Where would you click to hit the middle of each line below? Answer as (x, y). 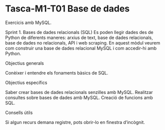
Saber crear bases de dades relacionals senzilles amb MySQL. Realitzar (79, 92)
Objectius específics (26, 82)
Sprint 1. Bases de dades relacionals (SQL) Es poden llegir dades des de (79, 32)
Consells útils (19, 112)
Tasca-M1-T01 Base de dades (67, 9)
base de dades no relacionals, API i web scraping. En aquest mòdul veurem (83, 42)
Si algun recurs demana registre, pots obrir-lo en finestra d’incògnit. (75, 122)
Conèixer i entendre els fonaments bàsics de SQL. (57, 72)
